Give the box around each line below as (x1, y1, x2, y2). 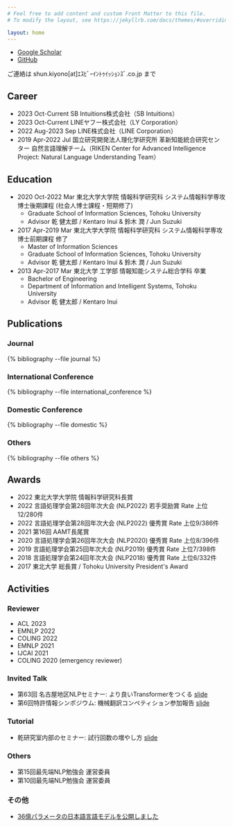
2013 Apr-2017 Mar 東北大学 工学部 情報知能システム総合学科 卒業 (17, 267, 207, 275)
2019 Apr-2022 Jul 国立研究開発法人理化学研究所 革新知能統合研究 (17, 136, 208, 144)
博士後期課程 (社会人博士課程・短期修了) (17, 202, 133, 209)
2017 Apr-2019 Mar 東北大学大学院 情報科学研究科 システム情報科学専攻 (17, 226, 223, 234)
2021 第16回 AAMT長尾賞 (17, 528, 89, 536)
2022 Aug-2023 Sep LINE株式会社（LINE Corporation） (17, 127, 177, 135)
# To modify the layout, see (7, 17, 92, 24)
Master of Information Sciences (27, 243, 118, 250)
